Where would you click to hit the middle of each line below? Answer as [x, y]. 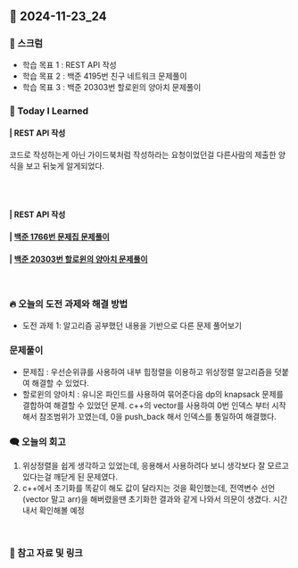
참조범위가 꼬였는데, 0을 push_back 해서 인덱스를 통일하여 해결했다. [157, 416]
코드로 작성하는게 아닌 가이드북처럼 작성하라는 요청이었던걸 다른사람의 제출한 [143, 155]
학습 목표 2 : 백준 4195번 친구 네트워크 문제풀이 [104, 76]
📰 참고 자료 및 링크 [46, 553]
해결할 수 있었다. [60, 383]
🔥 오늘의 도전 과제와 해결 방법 [68, 305]
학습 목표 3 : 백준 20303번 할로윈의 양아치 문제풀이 [112, 87]
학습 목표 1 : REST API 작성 [70, 64]
